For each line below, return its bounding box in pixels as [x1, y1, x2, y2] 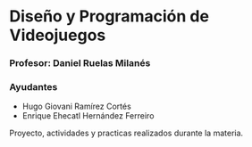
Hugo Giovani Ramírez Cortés [21, 101, 131, 112]
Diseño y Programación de [9, 6, 210, 27]
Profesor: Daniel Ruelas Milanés [9, 57, 151, 69]
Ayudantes [9, 81, 58, 94]
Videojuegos [9, 25, 106, 45]
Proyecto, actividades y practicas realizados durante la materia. [9, 127, 244, 139]
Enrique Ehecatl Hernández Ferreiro [21, 110, 155, 121]
